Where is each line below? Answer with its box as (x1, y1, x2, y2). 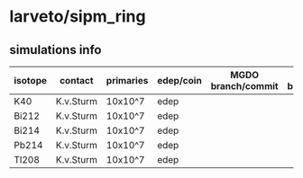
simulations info (9, 42, 102, 58)
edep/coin (157, 75, 203, 86)
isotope (14, 75, 48, 86)
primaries (106, 75, 149, 86)
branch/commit (210, 80, 279, 92)
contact (60, 75, 94, 86)
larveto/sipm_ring (9, 6, 146, 27)
